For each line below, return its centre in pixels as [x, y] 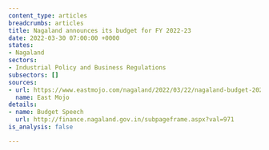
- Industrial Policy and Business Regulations [87, 68]
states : [21, 45]
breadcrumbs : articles [46, 23]
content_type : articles [48, 16]
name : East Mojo [42, 97]
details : [23, 105]
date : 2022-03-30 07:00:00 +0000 [64, 38]
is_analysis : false [41, 127]
